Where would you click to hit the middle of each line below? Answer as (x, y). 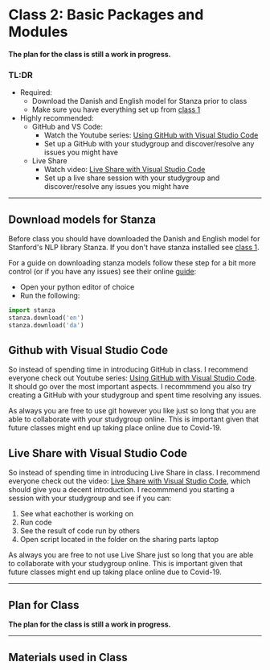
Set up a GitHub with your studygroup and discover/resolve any (149, 144)
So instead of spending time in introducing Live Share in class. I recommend (134, 473)
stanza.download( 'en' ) (46, 318)
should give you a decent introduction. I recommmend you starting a (121, 490)
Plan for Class (44, 605)
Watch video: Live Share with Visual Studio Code (125, 170)
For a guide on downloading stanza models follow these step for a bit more (132, 263)
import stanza (32, 310)
